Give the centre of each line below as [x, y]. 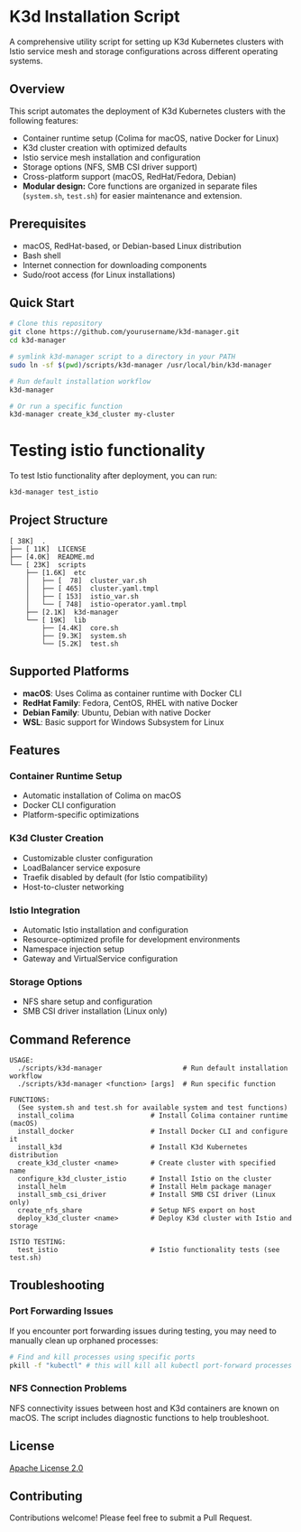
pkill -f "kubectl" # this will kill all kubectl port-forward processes [151, 1365]
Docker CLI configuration [69, 805]
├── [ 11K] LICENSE [48, 549]
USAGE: [22, 1061]
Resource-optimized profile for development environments [131, 939]
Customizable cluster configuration [87, 858]
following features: [44, 120]
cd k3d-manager [38, 340]
